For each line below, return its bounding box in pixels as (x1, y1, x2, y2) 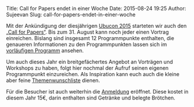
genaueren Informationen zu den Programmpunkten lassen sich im (6, 41, 167, 48)
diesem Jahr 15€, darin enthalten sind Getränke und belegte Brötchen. (6, 94, 176, 101)
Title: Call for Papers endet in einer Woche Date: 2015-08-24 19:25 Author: (6, 5, 186, 12)
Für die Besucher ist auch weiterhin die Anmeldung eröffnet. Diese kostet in (6, 88, 189, 95)
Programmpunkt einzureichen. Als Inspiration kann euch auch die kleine (6, 71, 180, 77)
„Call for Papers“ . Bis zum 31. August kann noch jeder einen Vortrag (6, 28, 169, 35)
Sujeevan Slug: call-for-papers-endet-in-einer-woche (6, 11, 136, 18)
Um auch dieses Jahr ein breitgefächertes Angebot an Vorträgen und (6, 58, 173, 65)
